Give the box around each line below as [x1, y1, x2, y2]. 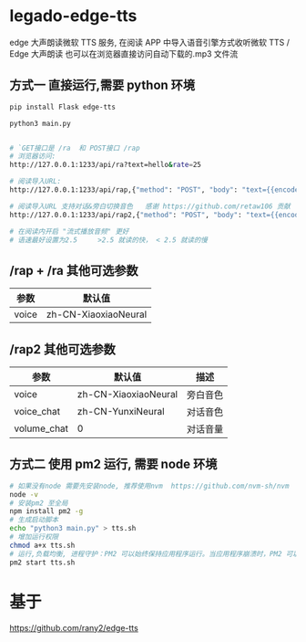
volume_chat [14, 422, 69, 435]
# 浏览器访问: [9, 152, 56, 161]
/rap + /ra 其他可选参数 [9, 262, 138, 279]
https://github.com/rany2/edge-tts [9, 622, 138, 633]
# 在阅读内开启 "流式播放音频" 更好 [9, 226, 129, 236]
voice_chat [14, 405, 61, 417]
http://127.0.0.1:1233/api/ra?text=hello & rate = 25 [9, 161, 202, 170]
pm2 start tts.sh [9, 558, 76, 567]
